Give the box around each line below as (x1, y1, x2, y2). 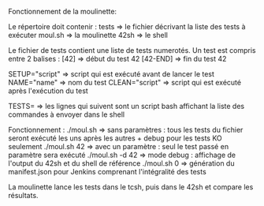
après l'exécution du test (8, 86, 88, 96)
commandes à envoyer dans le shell (8, 110, 125, 119)
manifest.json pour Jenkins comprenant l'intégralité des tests (8, 167, 206, 176)
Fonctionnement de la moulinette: (8, 7, 117, 16)
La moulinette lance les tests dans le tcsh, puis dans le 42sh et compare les (8, 182, 254, 192)
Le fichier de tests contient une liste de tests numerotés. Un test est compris (8, 46, 256, 54)
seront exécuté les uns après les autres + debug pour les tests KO (8, 133, 222, 143)
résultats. (8, 191, 39, 200)
